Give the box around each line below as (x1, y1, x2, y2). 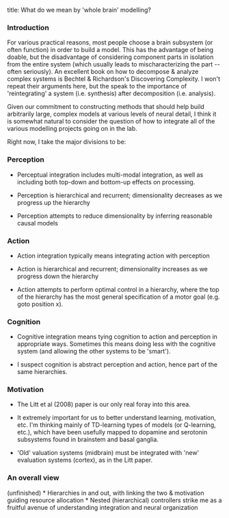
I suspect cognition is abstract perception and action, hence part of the (16, 360, 217, 369)
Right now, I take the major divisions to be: (7, 138, 126, 146)
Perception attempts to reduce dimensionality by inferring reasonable (16, 212, 213, 220)
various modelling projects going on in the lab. (7, 125, 138, 133)
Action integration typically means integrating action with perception (16, 251, 210, 260)
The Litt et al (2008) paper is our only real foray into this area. (16, 400, 191, 408)
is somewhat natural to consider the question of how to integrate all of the (7, 117, 215, 125)
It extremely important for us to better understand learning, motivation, (16, 414, 217, 422)
